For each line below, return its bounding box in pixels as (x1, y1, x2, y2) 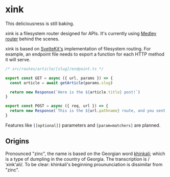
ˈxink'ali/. (5, 161, 24, 167)
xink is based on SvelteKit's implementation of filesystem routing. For (5, 45, 151, 52)
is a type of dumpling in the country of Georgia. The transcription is (5, 156, 147, 162)
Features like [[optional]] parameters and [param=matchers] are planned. (5, 122, 161, 128)
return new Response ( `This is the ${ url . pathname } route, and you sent (10, 108, 166, 113)
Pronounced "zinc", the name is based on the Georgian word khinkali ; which (5, 150, 165, 157)
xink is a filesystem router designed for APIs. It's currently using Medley (5, 30, 157, 36)
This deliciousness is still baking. (5, 20, 75, 27)
